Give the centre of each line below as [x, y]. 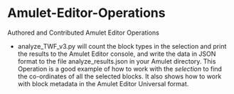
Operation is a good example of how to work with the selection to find [120, 69]
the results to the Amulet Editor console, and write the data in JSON [117, 54]
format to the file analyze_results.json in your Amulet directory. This [117, 61]
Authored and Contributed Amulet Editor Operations [84, 33]
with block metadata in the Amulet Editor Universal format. [103, 83]
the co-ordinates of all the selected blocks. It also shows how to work [119, 76]
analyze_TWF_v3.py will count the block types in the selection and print [122, 46]
